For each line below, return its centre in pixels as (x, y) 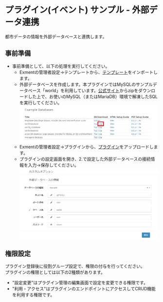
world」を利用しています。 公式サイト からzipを (91, 90)
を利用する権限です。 (33, 295)
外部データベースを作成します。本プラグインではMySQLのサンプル (86, 84)
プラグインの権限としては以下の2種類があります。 (55, 272)
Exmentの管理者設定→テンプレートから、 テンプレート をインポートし (89, 72)
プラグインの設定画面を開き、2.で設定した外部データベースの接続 (85, 159)
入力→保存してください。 (54, 165)
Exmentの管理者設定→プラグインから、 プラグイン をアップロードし (87, 147)
